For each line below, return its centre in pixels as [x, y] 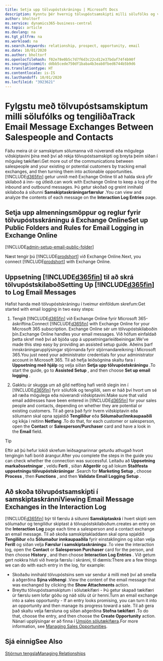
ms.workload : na [21, 41]
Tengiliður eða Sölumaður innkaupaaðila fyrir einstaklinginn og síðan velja [80, 539]
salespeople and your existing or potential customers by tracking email [76, 166]
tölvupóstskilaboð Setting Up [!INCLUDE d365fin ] [80, 285]
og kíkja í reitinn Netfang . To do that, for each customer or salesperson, [83, 421]
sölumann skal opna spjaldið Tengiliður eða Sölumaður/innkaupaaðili [82, 416]
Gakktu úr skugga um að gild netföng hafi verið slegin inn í [70, 385]
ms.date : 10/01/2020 [26, 50]
